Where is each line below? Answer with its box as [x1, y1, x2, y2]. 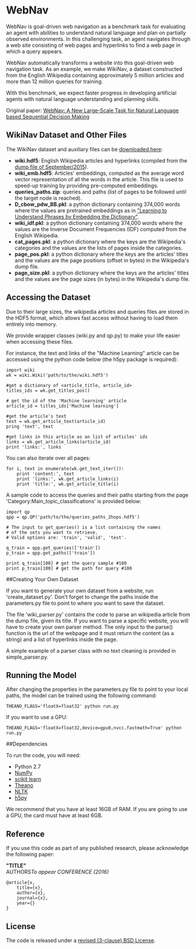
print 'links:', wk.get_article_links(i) [16, 476, 119, 482]
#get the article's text [6, 413, 67, 419]
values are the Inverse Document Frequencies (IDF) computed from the [14, 225, 187, 232]
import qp [6, 509, 30, 515]
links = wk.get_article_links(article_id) [6, 439, 111, 445]
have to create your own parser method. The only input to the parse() [6, 623, 173, 631]
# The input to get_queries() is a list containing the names [6, 524, 161, 530]
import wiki [6, 367, 35, 373]
